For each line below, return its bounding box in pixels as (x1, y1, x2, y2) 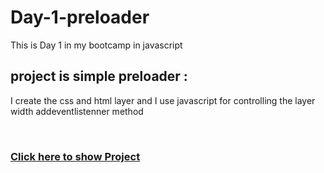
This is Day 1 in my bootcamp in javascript (10, 39, 183, 51)
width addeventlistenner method (10, 105, 144, 117)
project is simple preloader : (10, 68, 188, 85)
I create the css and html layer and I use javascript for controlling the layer (10, 94, 316, 106)
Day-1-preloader (10, 6, 150, 29)
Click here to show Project (10, 149, 141, 163)
